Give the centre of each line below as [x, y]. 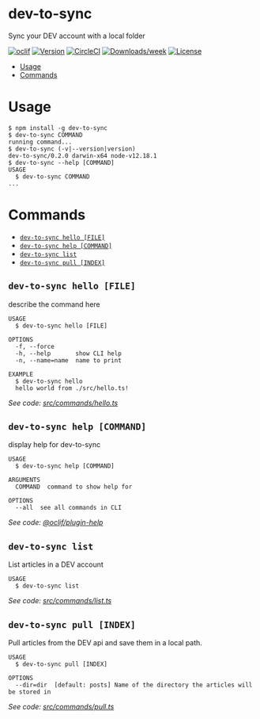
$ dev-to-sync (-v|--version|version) [72, 149]
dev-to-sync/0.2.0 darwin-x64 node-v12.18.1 [83, 155]
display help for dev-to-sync [55, 445]
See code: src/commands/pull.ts [61, 707]
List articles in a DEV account [56, 564]
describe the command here [54, 304]
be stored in [30, 692]
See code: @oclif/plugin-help [56, 522]
